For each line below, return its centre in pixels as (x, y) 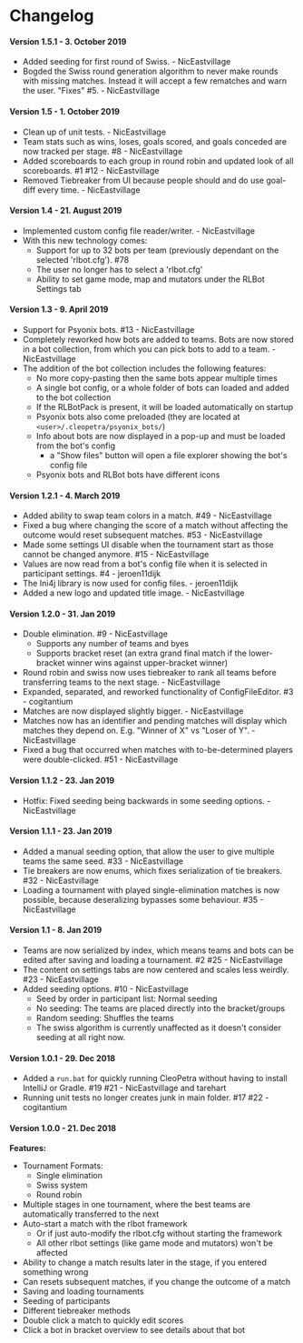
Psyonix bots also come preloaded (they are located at (138, 416)
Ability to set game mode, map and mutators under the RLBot (150, 279)
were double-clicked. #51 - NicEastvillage (100, 759)
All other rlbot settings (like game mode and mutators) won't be (155, 1243)
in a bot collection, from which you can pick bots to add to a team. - (149, 349)
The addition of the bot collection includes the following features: (144, 368)
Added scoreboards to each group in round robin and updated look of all (158, 161)
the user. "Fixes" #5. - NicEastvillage (91, 91)
